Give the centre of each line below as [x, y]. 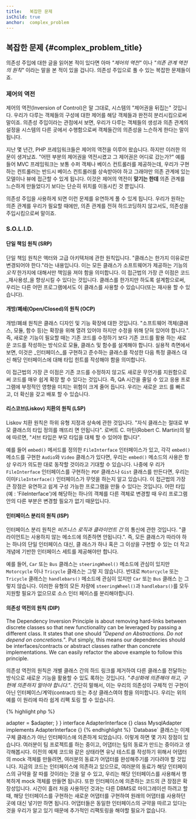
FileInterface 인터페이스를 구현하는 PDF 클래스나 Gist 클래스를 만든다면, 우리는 [98, 472]
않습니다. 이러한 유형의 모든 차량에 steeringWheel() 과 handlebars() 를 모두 [103, 586]
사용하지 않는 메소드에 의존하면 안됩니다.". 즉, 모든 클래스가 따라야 [106, 537]
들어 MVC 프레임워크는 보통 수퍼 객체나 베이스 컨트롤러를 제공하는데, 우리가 [92, 164]
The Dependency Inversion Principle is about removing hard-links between [96, 621]
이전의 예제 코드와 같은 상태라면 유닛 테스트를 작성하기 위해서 [102, 752]
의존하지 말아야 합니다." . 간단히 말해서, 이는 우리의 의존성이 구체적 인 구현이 [103, 685]
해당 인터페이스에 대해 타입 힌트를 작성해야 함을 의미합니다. [79, 359]
